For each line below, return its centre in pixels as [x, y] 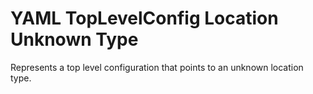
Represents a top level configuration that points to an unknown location [157, 67]
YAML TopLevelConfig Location [144, 18]
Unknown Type [74, 39]
